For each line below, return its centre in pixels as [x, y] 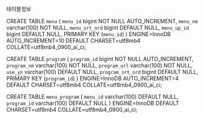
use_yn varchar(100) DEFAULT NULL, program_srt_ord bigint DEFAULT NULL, [102, 72]
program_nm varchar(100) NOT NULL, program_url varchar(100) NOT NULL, [99, 65]
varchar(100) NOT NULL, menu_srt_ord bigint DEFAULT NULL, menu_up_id [98, 27]
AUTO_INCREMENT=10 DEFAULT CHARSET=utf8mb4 [73, 41]
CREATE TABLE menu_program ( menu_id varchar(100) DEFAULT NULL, [93, 97]
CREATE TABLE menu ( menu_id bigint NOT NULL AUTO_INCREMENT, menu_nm [102, 21]
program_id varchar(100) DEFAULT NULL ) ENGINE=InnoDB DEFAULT [93, 103]
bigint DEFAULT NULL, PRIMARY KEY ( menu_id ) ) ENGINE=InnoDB [89, 34]
